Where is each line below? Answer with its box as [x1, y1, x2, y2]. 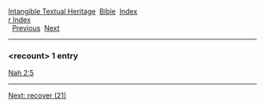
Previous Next [11, 24, 60, 32]
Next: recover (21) [8, 90, 67, 101]
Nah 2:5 [8, 68, 34, 78]
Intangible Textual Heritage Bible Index [8, 7, 138, 16]
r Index [8, 15, 32, 24]
